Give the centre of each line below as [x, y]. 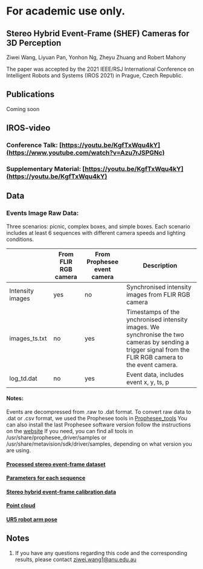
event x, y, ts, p [147, 382]
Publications [31, 95]
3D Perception [34, 43]
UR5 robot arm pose [32, 519]
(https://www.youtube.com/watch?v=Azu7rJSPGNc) [85, 153]
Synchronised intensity [159, 287]
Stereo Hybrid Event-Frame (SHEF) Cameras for [98, 34]
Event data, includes [155, 375]
